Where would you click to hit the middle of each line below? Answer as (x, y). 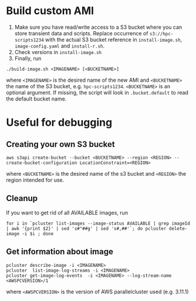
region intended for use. (35, 180)
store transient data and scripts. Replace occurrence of (81, 33)
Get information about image (60, 252)
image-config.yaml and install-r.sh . (60, 46)
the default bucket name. (36, 99)
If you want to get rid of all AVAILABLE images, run (67, 212)
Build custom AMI (50, 11)
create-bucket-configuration (42, 163)
